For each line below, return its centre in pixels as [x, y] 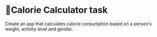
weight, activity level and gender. [39, 29]
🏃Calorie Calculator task [57, 10]
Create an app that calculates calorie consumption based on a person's [78, 24]
